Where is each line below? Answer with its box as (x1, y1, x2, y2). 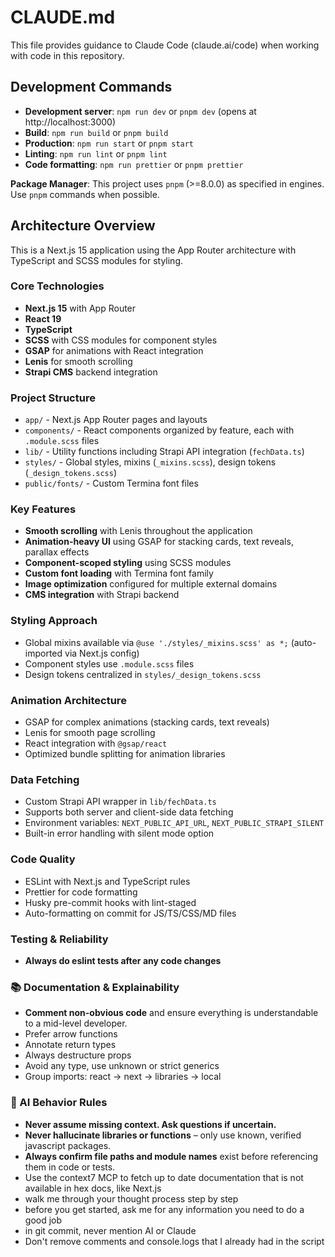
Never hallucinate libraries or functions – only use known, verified (24, 1129, 302, 1141)
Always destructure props (24, 1049, 132, 1061)
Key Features (10, 502, 77, 516)
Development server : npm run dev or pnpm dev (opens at (24, 105, 257, 117)
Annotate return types (24, 1039, 117, 1051)
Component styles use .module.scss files (24, 657, 195, 670)
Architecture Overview (10, 217, 156, 235)
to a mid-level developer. (24, 1017, 128, 1030)
